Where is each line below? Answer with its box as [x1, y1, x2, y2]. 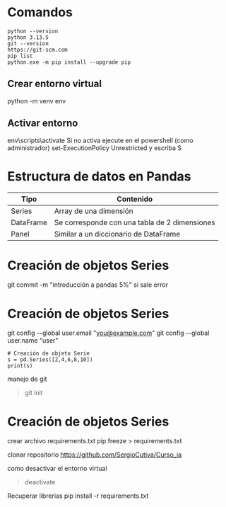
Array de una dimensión [54, 206, 133, 216]
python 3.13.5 [7, 33, 49, 41]
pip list [7, 52, 33, 59]
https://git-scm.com [7, 46, 69, 53]
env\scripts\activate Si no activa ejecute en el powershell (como [7, 136, 194, 144]
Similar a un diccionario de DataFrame [54, 229, 181, 239]
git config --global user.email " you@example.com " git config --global [7, 329, 210, 337]
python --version [7, 28, 59, 35]
